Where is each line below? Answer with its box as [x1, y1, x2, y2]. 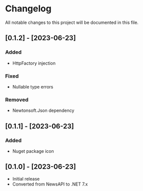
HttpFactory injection [12, 60, 56, 66]
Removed [5, 96, 29, 103]
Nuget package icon [12, 148, 54, 154]
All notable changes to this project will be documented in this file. [5, 19, 139, 25]
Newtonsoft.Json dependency [12, 107, 74, 113]
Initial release [12, 176, 40, 182]
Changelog [5, 3, 52, 14]
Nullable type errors [12, 84, 54, 90]
